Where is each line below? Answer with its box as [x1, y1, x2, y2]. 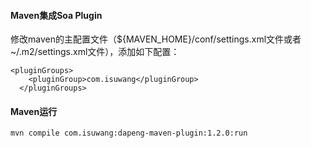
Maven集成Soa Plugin [10, 9, 103, 21]
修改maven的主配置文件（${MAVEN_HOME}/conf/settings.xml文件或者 [10, 33, 302, 45]
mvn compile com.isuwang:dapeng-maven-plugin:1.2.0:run [10, 128, 248, 139]
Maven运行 [10, 105, 58, 117]
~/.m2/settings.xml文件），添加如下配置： [10, 46, 180, 58]
